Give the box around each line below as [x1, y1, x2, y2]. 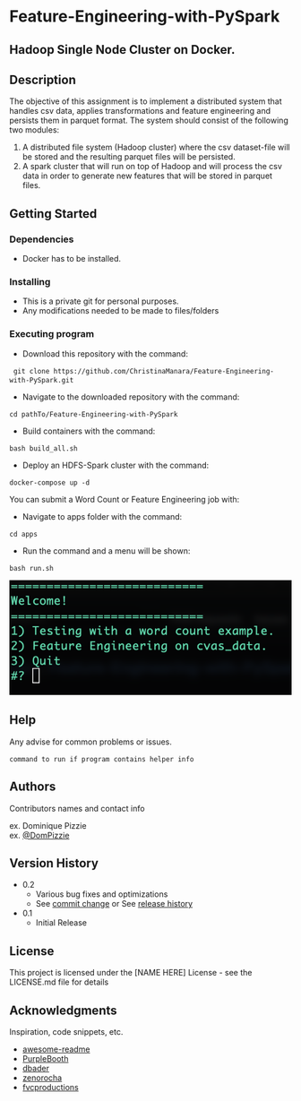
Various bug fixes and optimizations [35, 889, 168, 899]
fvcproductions [21, 1082, 79, 1092]
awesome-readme [21, 1044, 90, 1054]
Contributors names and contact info [9, 803, 145, 813]
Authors [9, 779, 56, 795]
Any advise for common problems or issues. [9, 736, 173, 747]
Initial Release [35, 917, 88, 928]
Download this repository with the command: [21, 348, 188, 359]
